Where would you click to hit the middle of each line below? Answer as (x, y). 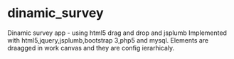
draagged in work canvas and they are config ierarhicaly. (91, 48)
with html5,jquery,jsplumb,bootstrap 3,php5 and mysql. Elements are (108, 40)
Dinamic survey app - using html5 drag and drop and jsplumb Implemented (117, 33)
